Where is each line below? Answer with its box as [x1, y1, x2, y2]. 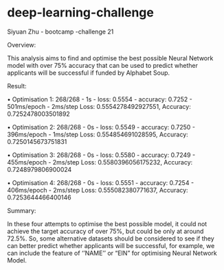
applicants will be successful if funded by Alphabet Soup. [7, 69, 170, 77]
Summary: [7, 206, 36, 214]
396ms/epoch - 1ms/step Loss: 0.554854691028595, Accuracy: [7, 130, 189, 138]
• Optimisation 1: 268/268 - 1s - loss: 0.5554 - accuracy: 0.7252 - [7, 95, 192, 103]
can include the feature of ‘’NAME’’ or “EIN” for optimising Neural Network [7, 249, 218, 257]
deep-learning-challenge [7, 5, 155, 21]
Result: [7, 82, 27, 90]
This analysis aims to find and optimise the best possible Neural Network [7, 53, 214, 62]
